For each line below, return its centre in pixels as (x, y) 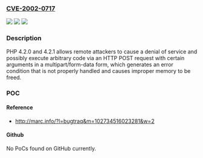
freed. (14, 77)
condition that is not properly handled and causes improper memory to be (98, 70)
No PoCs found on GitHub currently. (51, 148)
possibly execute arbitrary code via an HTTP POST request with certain (95, 58)
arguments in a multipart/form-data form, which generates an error (90, 64)
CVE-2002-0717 (31, 9)
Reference (20, 108)
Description (24, 38)
